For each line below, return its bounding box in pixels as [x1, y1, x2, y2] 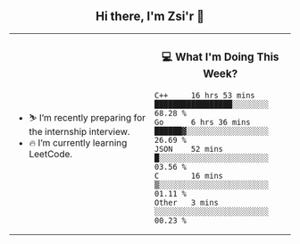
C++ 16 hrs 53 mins [154, 90, 256, 100]
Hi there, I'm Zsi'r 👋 [95, 9, 205, 24]
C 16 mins [154, 171, 223, 181]
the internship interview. [29, 125, 131, 138]
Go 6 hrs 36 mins [154, 117, 251, 127]
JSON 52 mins [154, 144, 223, 154]
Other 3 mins [154, 198, 219, 207]
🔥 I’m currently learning [29, 136, 128, 148]
